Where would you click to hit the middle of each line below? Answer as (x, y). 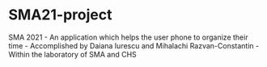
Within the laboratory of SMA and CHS (73, 54)
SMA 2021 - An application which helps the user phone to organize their (128, 37)
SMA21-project (60, 15)
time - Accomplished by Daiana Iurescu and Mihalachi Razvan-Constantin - (134, 45)
